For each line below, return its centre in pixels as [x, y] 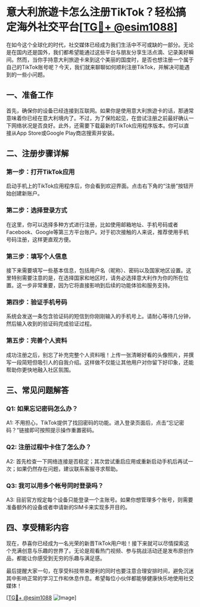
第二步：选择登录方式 [37, 210]
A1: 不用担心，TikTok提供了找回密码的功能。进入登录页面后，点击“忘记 [93, 423]
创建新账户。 [27, 194]
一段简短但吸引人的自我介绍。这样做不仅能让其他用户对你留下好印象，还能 [102, 362]
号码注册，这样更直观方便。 [40, 239]
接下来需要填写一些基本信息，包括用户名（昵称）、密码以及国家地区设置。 [96, 270]
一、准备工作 [30, 95]
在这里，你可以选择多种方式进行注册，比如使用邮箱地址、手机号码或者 [92, 225]
